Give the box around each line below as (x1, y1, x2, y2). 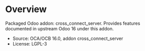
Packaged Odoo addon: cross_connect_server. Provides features (5, 20, 140, 26)
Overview (5, 4, 47, 15)
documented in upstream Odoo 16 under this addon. (5, 25, 114, 31)
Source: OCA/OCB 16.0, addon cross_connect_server (12, 35, 123, 41)
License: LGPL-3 (12, 40, 47, 46)
